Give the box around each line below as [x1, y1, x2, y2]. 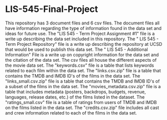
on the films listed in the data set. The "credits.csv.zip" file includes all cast [5, 105, 160, 111]
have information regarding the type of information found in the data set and [5, 25, 162, 31]
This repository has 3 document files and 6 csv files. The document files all [5, 20, 160, 26]
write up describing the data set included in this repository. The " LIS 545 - [5, 36, 159, 42]
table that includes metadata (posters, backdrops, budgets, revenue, [5, 89, 146, 95]
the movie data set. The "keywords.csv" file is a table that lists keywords [5, 62, 155, 68]
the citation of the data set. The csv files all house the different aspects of [5, 57, 157, 63]
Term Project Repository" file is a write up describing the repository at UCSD [5, 41, 163, 47]
